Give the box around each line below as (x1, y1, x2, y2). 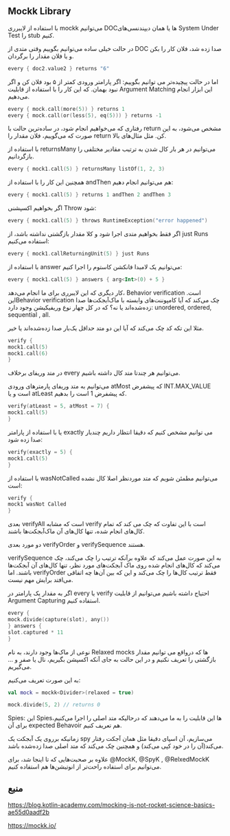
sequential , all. (8, 310, 51, 319)
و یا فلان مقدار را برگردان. (8, 52, 74, 60)
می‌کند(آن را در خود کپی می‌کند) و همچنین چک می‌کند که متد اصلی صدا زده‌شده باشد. (8, 742, 224, 750)
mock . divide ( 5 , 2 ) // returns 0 (8, 702, 100, 709)
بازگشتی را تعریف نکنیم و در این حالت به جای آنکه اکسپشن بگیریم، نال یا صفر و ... (8, 655, 216, 663)
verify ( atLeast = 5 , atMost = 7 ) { (8, 403, 110, 410)
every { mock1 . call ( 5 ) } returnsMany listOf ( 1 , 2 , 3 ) (8, 165, 165, 173)
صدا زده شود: (8, 435, 43, 443)
